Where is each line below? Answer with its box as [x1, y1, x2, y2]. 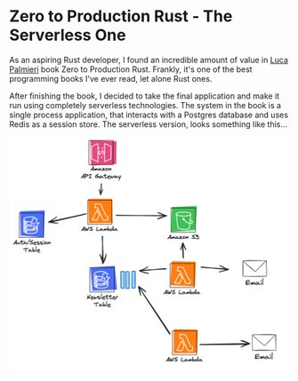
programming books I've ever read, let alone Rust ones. [9, 73, 213, 83]
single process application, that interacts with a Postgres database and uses [9, 109, 289, 120]
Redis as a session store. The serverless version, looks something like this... [9, 118, 287, 130]
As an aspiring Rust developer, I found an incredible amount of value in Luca [9, 54, 289, 65]
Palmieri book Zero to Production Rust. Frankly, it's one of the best [9, 64, 253, 75]
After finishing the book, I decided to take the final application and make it [9, 91, 280, 101]
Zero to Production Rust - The [9, 6, 233, 27]
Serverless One [9, 25, 126, 45]
